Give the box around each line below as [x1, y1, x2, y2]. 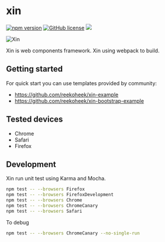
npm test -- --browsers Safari [6, 208, 82, 214]
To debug [6, 219, 29, 226]
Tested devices [6, 115, 63, 125]
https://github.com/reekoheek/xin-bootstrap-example [14, 97, 145, 104]
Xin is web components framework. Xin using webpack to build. [6, 47, 160, 54]
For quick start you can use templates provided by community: [6, 79, 157, 86]
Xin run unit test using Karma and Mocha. [6, 175, 106, 182]
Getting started [6, 64, 63, 74]
